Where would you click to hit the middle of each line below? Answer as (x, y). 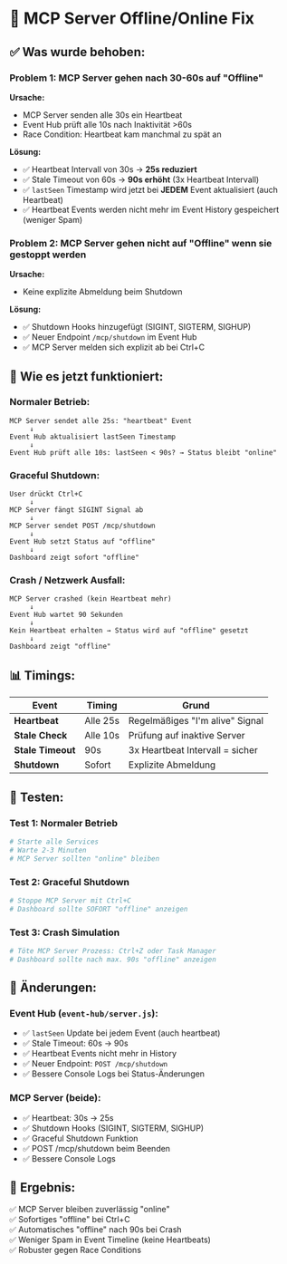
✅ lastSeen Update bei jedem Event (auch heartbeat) (121, 1033)
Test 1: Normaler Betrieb (64, 823)
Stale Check (41, 736)
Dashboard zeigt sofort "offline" (75, 558)
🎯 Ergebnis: (43, 1187)
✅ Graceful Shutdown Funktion (80, 1138)
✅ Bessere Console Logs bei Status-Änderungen (114, 1074)
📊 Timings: (42, 675)
